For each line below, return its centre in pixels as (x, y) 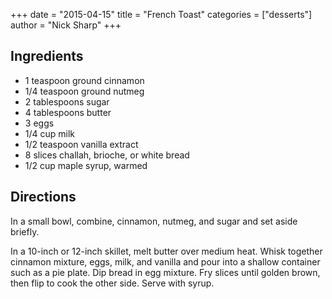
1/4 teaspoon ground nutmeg (84, 91)
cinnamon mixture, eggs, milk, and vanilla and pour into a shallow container (165, 261)
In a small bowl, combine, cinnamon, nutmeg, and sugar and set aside (154, 221)
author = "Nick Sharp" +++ (66, 25)
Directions (43, 197)
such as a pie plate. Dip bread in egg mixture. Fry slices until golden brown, (165, 272)
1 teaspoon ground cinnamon (84, 80)
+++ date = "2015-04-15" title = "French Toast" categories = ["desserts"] (161, 14)
